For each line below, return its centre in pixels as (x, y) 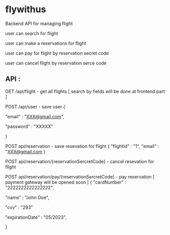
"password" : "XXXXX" (29, 126)
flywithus (26, 9)
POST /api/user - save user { (35, 107)
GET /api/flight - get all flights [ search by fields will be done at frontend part (85, 91)
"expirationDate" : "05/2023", (36, 217)
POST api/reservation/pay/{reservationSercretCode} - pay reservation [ (80, 176)
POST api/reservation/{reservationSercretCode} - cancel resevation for (80, 161)
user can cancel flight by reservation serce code (56, 63)
